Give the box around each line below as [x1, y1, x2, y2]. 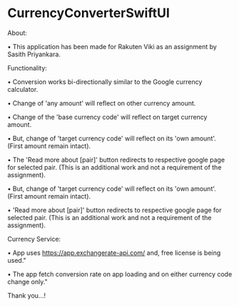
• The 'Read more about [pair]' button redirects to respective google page [7, 155, 225, 164]
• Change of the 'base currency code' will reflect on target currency [7, 113, 208, 121]
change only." [7, 277, 48, 286]
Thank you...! [7, 291, 46, 300]
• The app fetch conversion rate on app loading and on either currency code [7, 269, 233, 279]
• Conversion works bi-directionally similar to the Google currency [7, 77, 203, 86]
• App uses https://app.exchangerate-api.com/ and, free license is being [7, 248, 221, 257]
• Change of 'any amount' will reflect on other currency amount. [7, 98, 196, 108]
